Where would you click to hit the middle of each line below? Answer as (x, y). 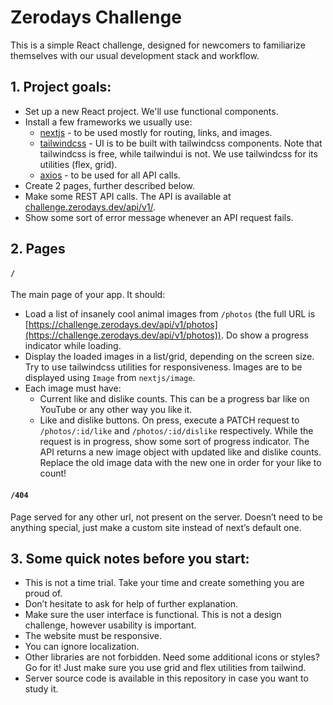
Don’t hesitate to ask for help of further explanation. (131, 604)
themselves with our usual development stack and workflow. (135, 55)
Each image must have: (73, 388)
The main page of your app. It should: (88, 295)
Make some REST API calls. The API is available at (128, 196)
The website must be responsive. (93, 636)
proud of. (43, 593)
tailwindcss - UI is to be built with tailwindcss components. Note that (181, 143)
